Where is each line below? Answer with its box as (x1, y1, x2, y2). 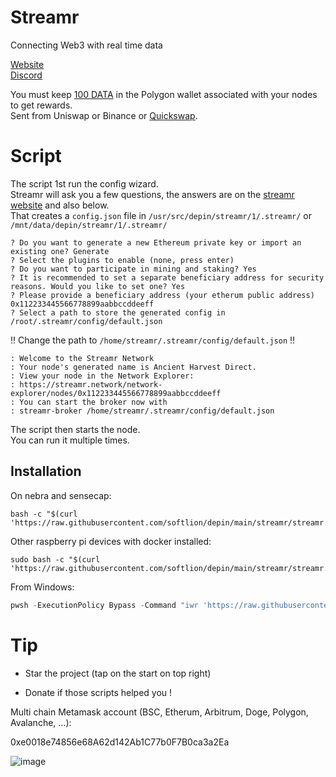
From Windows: (10, 581, 75, 593)
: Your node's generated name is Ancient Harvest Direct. (10, 362, 257, 372)
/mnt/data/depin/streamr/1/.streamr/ (10, 220, 168, 230)
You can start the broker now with (19, 397, 168, 407)
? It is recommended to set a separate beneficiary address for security (10, 272, 325, 283)
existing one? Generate (10, 246, 110, 256)
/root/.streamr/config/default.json (10, 316, 163, 326)
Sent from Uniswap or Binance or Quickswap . (10, 109, 198, 121)
